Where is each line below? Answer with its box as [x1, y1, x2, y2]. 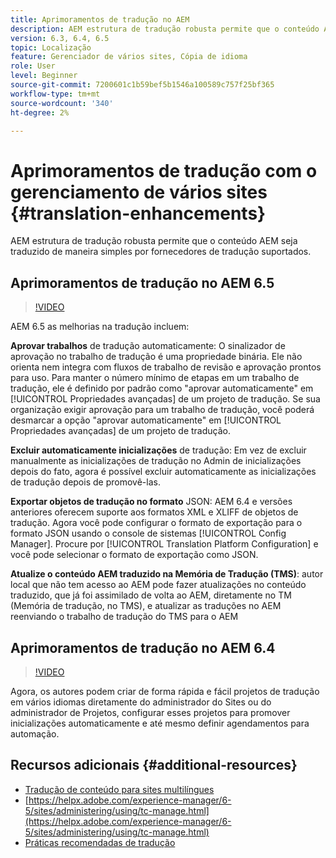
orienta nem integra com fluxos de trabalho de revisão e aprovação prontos [10, 361, 322, 373]
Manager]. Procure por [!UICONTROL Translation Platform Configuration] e [10, 538, 319, 550]
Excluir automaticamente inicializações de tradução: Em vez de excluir [10, 444, 307, 456]
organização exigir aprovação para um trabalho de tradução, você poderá [10, 404, 315, 416]
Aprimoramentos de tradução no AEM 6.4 [10, 639, 276, 656]
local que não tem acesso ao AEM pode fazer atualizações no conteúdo [10, 579, 307, 591]
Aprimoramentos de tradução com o [10, 159, 318, 182]
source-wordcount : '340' [10, 98, 114, 108]
